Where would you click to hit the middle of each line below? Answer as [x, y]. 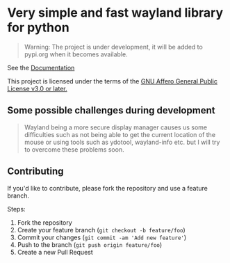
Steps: [16, 209]
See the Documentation [41, 67]
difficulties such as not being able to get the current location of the [120, 134]
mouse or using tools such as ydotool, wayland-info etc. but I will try [122, 142]
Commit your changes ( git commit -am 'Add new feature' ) [102, 237]
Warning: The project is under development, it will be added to [113, 47]
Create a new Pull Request [55, 252]
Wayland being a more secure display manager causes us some [115, 127]
